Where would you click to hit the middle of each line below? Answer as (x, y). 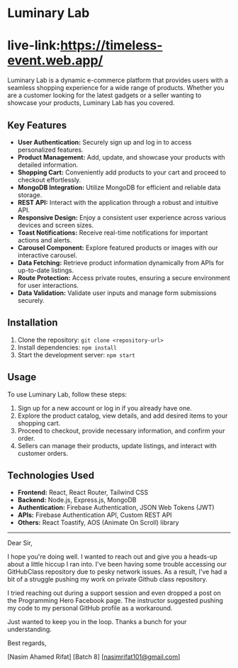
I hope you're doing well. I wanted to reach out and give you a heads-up (112, 557)
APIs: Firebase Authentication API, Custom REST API (95, 515)
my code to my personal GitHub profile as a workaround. (90, 608)
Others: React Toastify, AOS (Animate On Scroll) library (98, 523)
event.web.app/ (55, 61)
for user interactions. (48, 285)
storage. (30, 195)
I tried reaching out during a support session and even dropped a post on (114, 593)
